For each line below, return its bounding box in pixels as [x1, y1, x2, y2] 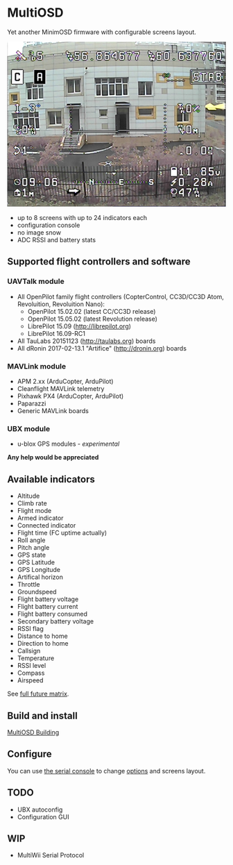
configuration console [17, 221, 80, 230]
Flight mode [17, 507, 52, 515]
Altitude [17, 492, 40, 501]
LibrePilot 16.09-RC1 [27, 329, 85, 337]
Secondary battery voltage [17, 617, 94, 625]
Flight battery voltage [17, 595, 79, 603]
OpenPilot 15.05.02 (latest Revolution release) [27, 314, 158, 323]
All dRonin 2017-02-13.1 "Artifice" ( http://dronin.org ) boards [17, 344, 187, 352]
